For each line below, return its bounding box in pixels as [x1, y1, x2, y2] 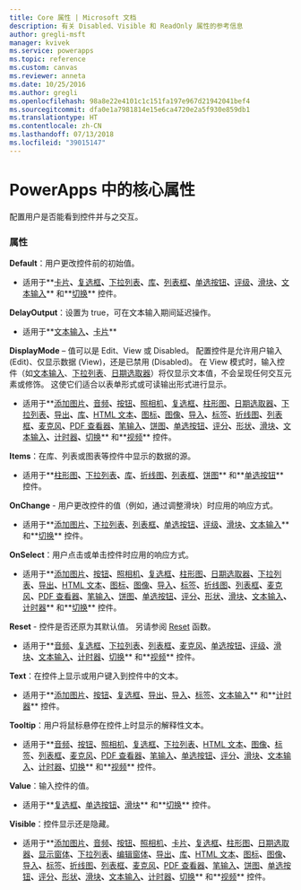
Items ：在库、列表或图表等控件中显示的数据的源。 [9, 450, 196, 461]
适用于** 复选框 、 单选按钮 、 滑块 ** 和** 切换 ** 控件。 [21, 799, 216, 810]
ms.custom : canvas [9, 64, 78, 73]
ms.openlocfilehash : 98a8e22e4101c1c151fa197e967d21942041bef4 [9, 96, 251, 106]
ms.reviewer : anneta [9, 72, 87, 81]
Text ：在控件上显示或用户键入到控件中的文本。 [9, 670, 184, 681]
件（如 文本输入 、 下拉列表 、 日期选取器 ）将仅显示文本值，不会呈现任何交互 [9, 367, 284, 378]
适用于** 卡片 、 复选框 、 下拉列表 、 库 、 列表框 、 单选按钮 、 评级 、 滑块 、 [21, 276, 282, 287]
